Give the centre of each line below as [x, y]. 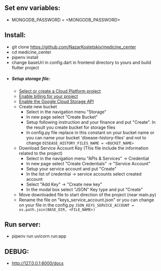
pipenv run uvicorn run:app [39, 236]
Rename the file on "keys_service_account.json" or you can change [86, 200]
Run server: [23, 224]
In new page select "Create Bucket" [62, 117]
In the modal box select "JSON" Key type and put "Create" [84, 189]
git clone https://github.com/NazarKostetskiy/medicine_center [74, 47]
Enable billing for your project [48, 96]
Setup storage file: [31, 79]
